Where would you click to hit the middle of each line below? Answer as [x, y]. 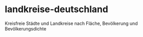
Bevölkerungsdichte [26, 28]
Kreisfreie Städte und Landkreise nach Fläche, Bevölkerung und [71, 23]
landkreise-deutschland [57, 9]
